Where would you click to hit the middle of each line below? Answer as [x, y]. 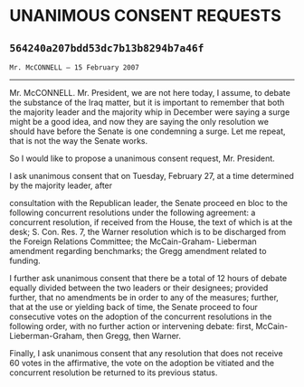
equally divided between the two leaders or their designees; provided [139, 288]
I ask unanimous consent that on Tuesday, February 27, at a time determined [152, 176]
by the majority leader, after [61, 185]
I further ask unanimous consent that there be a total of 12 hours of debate [148, 278]
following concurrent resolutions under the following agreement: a [133, 212]
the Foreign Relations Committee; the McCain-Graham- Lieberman [133, 241]
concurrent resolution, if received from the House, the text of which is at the [151, 222]
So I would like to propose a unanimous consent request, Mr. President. [142, 158]
